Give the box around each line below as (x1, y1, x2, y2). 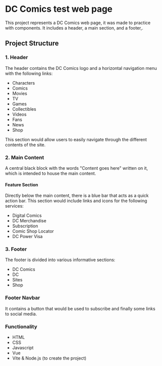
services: (5, 203, 24, 209)
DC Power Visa (12, 234, 43, 240)
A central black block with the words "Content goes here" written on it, (5, 165, 148, 171)
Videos (12, 111, 27, 117)
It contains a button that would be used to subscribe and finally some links (5, 305, 156, 311)
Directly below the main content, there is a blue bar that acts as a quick (5, 193, 149, 199)
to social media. (5, 311, 37, 317)
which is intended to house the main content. (5, 170, 96, 176)
